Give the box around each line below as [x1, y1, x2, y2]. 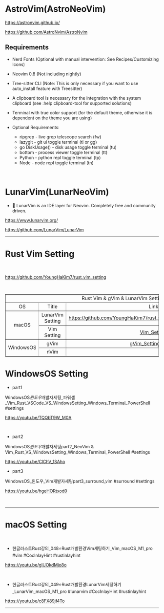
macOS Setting [5, 519, 67, 530]
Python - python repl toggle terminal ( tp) [19, 154, 101, 160]
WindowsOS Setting [5, 368, 89, 379]
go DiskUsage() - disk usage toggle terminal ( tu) [19, 144, 117, 150]
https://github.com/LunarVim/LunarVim [5, 226, 84, 233]
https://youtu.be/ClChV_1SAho [5, 459, 65, 464]
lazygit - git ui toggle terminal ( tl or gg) [19, 139, 97, 145]
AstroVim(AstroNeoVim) [5, 3, 106, 15]
